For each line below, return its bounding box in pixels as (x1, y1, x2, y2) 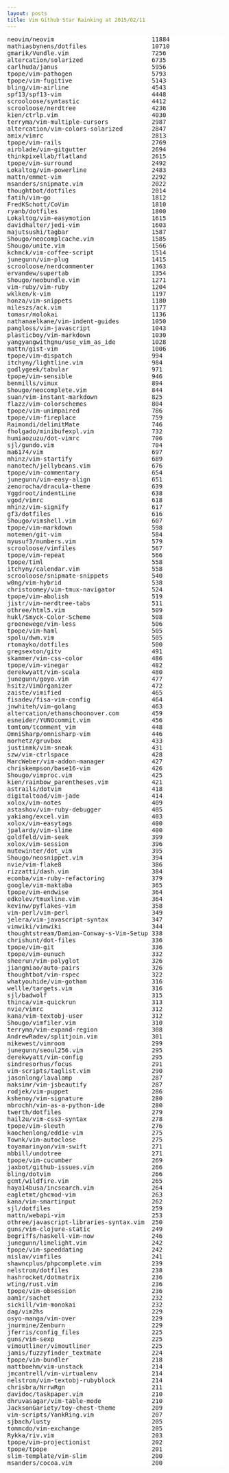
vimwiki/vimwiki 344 (7, 922, 163, 930)
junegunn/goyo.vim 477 (7, 675, 163, 683)
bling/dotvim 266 (7, 1170, 163, 1178)
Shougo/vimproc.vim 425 (7, 771, 163, 779)
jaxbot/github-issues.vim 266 (7, 1163, 163, 1171)
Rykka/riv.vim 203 (7, 1431, 163, 1439)
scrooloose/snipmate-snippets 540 (7, 571, 163, 580)
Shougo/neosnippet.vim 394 (7, 853, 163, 862)
